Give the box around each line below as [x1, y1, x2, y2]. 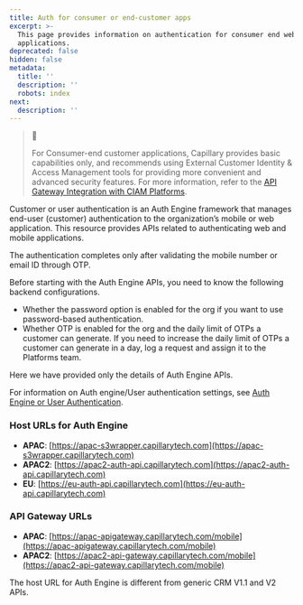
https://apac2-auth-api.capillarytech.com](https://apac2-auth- [57, 459, 290, 470]
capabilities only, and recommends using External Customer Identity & [31, 157, 293, 168]
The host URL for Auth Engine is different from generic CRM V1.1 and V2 [9, 577, 277, 588]
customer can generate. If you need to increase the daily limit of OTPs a [22, 333, 290, 344]
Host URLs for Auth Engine [9, 419, 129, 432]
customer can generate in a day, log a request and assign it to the [22, 342, 267, 353]
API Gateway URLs [9, 510, 93, 523]
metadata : [9, 64, 47, 73]
